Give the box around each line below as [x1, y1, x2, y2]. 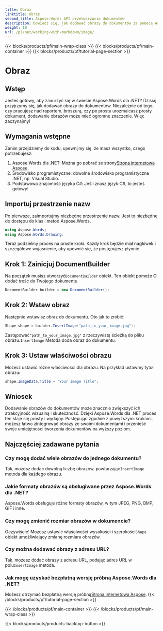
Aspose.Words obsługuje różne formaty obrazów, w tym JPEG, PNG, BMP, [5, 500, 154, 506]
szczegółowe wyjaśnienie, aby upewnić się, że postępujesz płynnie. [5, 246, 141, 252]
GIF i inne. [5, 505, 25, 511]
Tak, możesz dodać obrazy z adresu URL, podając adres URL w [5, 557, 132, 563]
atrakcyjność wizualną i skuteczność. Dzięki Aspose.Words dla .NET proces [5, 410, 157, 416]
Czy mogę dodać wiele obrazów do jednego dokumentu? [5, 455, 142, 462]
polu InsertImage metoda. [5, 562, 56, 568]
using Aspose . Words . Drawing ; [5, 232, 64, 237]
